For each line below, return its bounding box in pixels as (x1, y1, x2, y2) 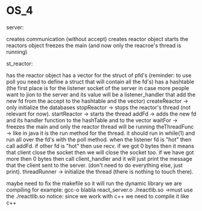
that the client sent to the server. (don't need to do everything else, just (6, 161, 183, 169)
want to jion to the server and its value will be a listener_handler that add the (6, 91, 196, 98)
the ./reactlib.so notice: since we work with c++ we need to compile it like (6, 192, 189, 200)
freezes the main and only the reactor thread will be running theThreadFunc (6, 123, 194, 130)
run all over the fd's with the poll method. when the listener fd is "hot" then (6, 135, 192, 143)
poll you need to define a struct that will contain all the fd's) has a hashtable (6, 78, 195, 85)
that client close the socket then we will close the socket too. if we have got (6, 149, 194, 156)
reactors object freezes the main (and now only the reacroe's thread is (6, 42, 181, 49)
